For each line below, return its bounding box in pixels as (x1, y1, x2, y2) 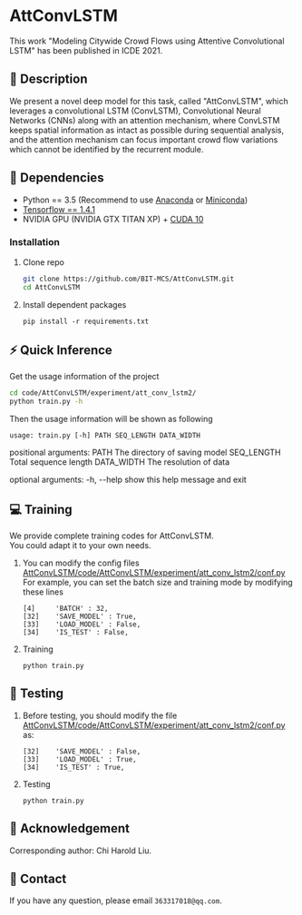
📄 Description (9, 72, 88, 87)
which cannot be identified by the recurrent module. (9, 143, 204, 154)
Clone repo (22, 256, 65, 268)
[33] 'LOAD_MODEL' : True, (22, 754, 138, 763)
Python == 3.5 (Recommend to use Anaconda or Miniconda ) (22, 194, 248, 205)
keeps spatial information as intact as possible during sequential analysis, (9, 124, 284, 135)
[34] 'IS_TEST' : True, (22, 762, 125, 772)
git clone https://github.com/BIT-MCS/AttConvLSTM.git (22, 274, 235, 283)
